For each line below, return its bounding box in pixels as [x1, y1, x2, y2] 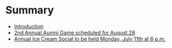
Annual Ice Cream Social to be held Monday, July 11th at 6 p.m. [13, 35, 166, 42]
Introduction [13, 23, 44, 30]
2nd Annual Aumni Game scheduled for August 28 [13, 29, 136, 36]
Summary [5, 4, 54, 17]
